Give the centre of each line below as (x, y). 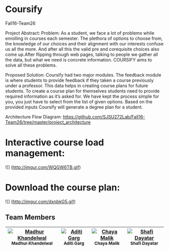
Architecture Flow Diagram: (33, 116)
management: (35, 153)
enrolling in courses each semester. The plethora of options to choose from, (84, 38)
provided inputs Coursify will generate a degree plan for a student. (74, 107)
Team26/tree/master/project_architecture (48, 122)
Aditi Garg (74, 243)
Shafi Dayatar (144, 243)
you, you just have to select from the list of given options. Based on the (79, 101)
